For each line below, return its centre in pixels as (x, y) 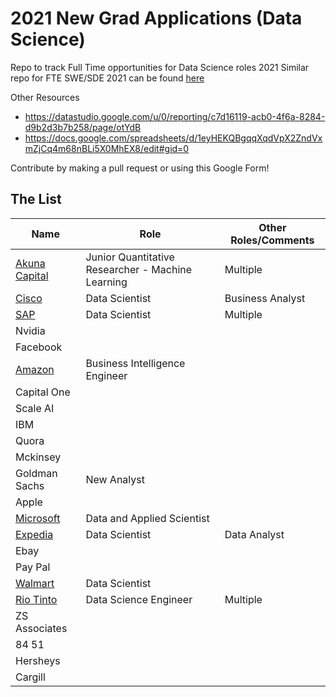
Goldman (36, 473)
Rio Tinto (36, 599)
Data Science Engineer (139, 599)
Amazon (35, 369)
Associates (41, 628)
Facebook (39, 347)
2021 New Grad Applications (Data (156, 18)
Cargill (30, 677)
